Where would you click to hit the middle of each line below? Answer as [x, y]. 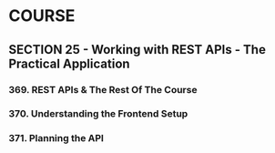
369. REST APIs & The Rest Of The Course [103, 89]
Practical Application [69, 63]
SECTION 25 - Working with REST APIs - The [137, 50]
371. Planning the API [56, 138]
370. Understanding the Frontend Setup [98, 114]
